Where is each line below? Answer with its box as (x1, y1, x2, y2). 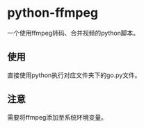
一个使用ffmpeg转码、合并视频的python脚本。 (7, 29, 140, 37)
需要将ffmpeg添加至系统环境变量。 (7, 113, 108, 121)
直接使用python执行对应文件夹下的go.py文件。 (7, 71, 141, 79)
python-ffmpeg (7, 5, 99, 21)
